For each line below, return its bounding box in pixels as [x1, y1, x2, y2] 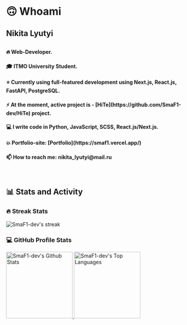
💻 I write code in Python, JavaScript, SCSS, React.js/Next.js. [6, 123, 159, 131]
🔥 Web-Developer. [6, 48, 53, 55]
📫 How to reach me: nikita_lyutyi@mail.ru [6, 153, 112, 161]
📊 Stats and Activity [6, 187, 83, 197]
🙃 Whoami [6, 5, 62, 18]
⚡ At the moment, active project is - [6, 101, 94, 108]
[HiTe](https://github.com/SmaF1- [95, 101, 182, 108]
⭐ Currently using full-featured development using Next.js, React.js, [6, 79, 177, 86]
